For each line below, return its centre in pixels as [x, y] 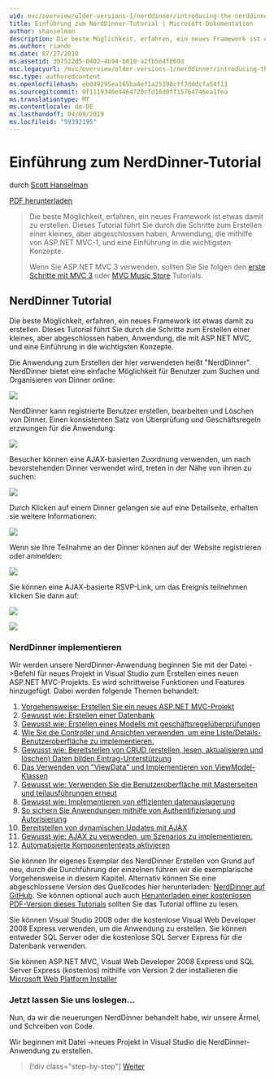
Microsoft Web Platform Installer [63, 979]
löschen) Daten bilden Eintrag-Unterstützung [96, 758]
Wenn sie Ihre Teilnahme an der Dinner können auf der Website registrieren [135, 547]
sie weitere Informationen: [53, 516]
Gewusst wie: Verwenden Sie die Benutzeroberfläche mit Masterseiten [139, 784]
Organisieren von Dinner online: [62, 379]
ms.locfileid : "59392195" [53, 122]
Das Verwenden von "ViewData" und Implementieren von [117, 767]
